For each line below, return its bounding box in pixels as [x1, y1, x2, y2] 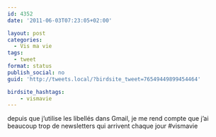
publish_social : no [7, 68, 65, 76]
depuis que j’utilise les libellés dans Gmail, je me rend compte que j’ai [7, 114, 209, 123]
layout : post [7, 30, 46, 37]
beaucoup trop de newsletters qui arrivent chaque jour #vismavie [7, 121, 198, 131]
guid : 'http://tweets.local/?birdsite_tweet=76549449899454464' [7, 76, 201, 83]
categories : [7, 36, 42, 43]
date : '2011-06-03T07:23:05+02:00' [7, 17, 113, 24]
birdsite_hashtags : [7, 88, 65, 95]
